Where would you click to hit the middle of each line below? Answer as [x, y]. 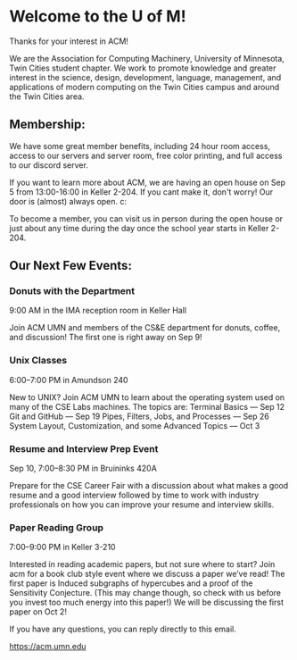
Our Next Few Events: [70, 266]
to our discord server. [49, 165]
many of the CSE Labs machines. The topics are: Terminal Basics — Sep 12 [147, 406]
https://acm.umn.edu [48, 647]
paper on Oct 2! [38, 612]
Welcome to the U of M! [98, 17]
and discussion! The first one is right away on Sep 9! [106, 338]
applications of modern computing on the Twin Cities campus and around [144, 87]
